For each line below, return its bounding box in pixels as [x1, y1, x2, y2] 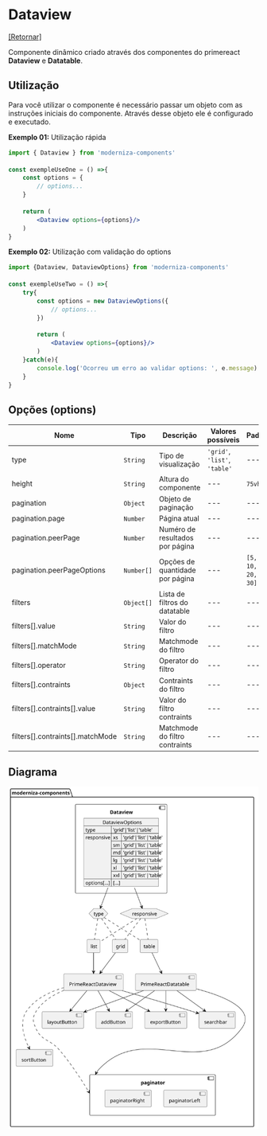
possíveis [207, 435, 240, 444]
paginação [158, 502, 194, 512]
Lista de [158, 589, 185, 599]
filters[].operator [11, 660, 66, 669]
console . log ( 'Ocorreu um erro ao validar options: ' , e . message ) [37, 364, 258, 372]
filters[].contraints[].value [11, 703, 96, 713]
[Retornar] [8, 32, 42, 41]
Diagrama [8, 765, 58, 779]
